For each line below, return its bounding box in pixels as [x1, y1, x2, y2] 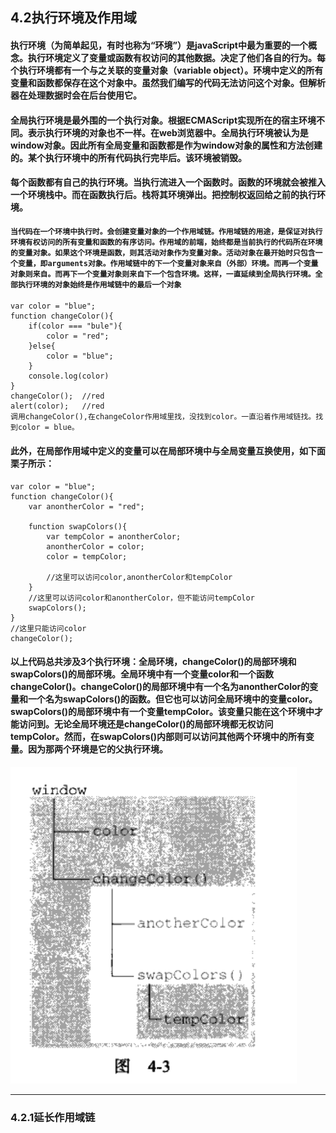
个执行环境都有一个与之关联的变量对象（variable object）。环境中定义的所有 [10, 64, 324, 76]
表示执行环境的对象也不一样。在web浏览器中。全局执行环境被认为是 [27, 126, 309, 138]
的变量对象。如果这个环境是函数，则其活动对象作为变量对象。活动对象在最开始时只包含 [10, 248, 316, 258]
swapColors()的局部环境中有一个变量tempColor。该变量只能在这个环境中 [10, 706, 315, 718]
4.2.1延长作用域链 [10, 1110, 96, 1124]
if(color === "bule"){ [28, 321, 123, 332]
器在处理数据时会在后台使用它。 [10, 89, 142, 101]
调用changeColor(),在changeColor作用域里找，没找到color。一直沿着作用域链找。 [10, 412, 317, 422]
